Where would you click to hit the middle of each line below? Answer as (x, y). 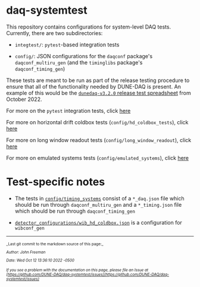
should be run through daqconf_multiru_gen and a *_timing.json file (98, 204)
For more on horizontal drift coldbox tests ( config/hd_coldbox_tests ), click (97, 122)
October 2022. (24, 99)
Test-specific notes (56, 182)
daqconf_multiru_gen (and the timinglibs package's (79, 62)
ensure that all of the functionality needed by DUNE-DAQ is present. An (94, 86)
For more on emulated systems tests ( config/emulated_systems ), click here (98, 157)
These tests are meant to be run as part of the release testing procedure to (98, 80)
